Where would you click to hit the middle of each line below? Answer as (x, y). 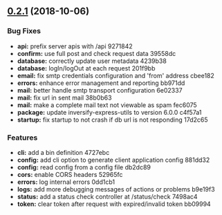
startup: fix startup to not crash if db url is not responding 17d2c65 (112, 120)
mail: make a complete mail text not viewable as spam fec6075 (107, 105)
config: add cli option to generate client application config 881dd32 (113, 160)
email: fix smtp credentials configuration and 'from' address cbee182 (115, 75)
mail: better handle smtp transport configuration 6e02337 (100, 90)
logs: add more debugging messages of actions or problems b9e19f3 (116, 189)
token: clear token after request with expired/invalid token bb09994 (114, 204)
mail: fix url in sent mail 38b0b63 (64, 97)
